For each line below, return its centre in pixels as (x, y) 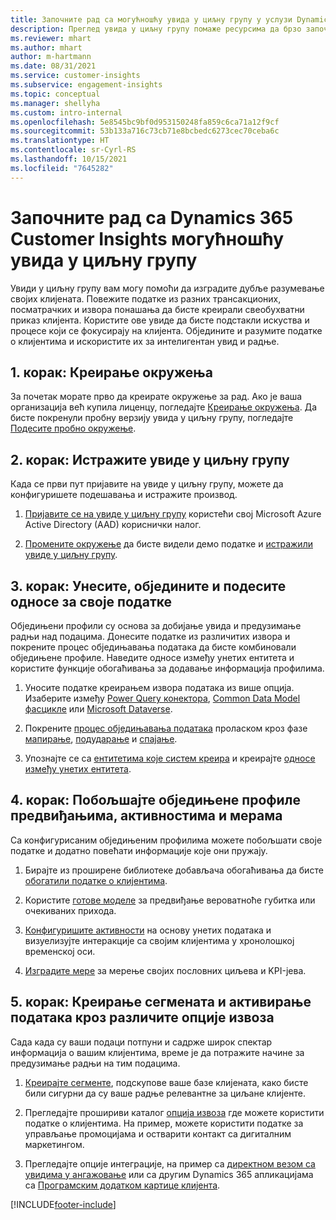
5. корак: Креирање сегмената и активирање (161, 1002)
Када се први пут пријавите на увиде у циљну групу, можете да (147, 484)
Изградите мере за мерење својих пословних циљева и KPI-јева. (165, 970)
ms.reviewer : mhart (51, 38)
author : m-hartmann (51, 57)
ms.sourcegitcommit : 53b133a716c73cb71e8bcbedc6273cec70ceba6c (145, 131)
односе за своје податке (91, 601)
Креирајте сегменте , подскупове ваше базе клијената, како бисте (166, 1082)
